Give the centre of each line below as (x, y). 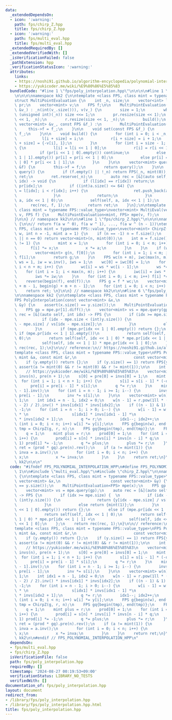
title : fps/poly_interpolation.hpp (43, 709)
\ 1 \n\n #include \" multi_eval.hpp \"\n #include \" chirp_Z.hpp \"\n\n (88, 471)
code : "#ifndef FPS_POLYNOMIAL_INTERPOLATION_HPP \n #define (74, 467)
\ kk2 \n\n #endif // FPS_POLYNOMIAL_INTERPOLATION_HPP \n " (77, 638)
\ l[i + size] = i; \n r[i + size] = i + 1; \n (88, 139)
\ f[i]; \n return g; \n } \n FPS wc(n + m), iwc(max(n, (88, 257)
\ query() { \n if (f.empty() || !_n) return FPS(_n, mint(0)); (91, 172)
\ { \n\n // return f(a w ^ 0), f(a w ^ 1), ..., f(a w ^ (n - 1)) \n (88, 224)
